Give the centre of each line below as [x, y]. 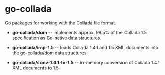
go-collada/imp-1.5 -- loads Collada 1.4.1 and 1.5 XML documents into [85, 47]
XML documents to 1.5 [35, 68]
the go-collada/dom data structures [49, 53]
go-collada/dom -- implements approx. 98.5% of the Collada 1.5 [79, 32]
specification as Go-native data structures [56, 38]
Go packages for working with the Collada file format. [60, 23]
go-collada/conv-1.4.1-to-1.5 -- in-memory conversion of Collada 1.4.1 [86, 62]
